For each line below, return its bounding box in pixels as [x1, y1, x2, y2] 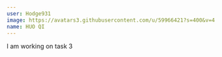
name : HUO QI [6, 23, 45, 30]
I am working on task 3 [6, 42, 73, 51]
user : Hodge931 [6, 10, 51, 17]
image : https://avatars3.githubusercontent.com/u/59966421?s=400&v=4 [6, 17, 216, 24]
